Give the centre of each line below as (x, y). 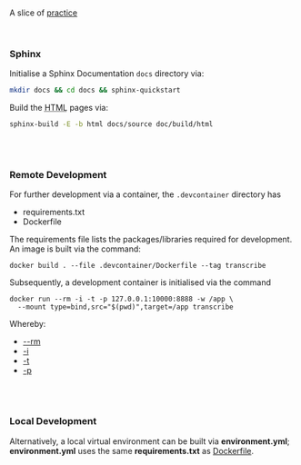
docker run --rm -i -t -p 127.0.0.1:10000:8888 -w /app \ (121, 299)
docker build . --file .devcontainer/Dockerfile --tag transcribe (138, 266)
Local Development (53, 421)
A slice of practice (44, 13)
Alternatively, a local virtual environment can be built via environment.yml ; (150, 441)
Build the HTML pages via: (59, 108)
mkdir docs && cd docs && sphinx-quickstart (95, 90)
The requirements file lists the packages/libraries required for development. (151, 240)
